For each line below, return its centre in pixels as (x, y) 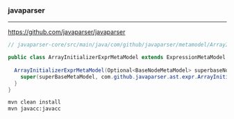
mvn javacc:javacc (34, 109)
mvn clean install (34, 102)
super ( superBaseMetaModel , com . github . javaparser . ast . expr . (109, 77)
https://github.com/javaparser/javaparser (67, 32)
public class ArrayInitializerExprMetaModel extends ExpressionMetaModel (117, 58)
